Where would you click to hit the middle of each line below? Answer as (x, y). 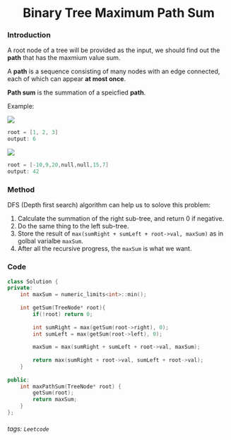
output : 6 (22, 139)
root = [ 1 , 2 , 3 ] (33, 133)
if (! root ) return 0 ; (63, 314)
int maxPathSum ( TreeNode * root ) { (71, 386)
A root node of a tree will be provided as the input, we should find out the (114, 50)
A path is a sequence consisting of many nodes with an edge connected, (114, 71)
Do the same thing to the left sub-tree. (73, 226)
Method (21, 190)
